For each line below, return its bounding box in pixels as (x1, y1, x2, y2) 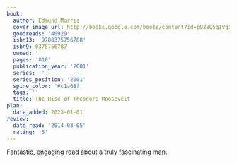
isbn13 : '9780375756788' (13, 37, 86, 44)
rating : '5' (13, 128, 49, 135)
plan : (6, 102, 23, 109)
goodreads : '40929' (13, 30, 71, 37)
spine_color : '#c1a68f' (13, 83, 83, 90)
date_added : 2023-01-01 (13, 109, 83, 116)
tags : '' (13, 89, 39, 96)
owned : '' (13, 50, 42, 57)
